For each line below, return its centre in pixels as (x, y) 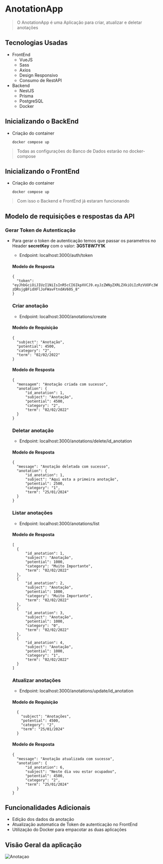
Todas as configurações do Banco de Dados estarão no (73, 151)
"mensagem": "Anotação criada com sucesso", (62, 384)
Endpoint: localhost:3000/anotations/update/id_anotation (76, 691)
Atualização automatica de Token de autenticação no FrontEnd (75, 825)
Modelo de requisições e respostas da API (70, 216)
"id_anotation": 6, (45, 767)
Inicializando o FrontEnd (42, 171)
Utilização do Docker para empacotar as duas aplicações (69, 830)
